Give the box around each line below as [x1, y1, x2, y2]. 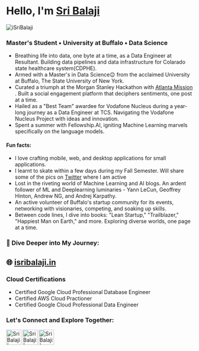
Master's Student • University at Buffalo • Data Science [6, 39, 168, 47]
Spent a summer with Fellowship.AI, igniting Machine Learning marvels [14, 122, 188, 129]
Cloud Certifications [6, 275, 66, 283]
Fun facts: [6, 141, 31, 148]
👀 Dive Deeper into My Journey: [6, 239, 99, 247]
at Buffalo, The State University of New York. [14, 77, 124, 84]
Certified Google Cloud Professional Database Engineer [14, 289, 151, 296]
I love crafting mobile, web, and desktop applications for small [14, 154, 166, 162]
